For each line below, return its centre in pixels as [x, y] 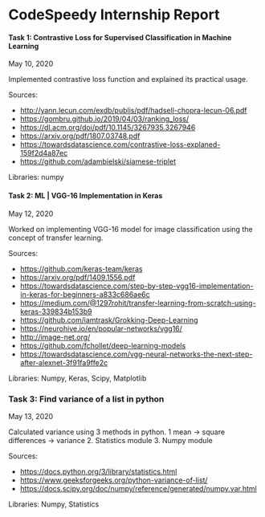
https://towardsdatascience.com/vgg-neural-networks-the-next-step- [136, 354]
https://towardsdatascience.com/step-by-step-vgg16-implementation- [137, 286]
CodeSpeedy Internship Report [114, 15]
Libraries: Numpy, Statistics [54, 504]
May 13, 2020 [31, 416]
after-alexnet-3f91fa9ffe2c [64, 362]
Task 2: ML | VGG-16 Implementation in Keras [86, 195]
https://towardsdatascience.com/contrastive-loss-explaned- [120, 145]
